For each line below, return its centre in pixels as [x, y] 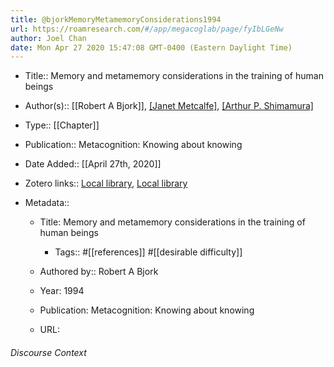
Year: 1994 [62, 291]
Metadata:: [47, 203]
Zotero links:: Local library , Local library [106, 183]
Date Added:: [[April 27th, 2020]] [93, 164]
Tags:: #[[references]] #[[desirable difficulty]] [148, 252]
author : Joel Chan [48, 38]
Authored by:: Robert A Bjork [99, 272]
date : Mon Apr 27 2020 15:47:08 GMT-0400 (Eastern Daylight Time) [151, 47]
